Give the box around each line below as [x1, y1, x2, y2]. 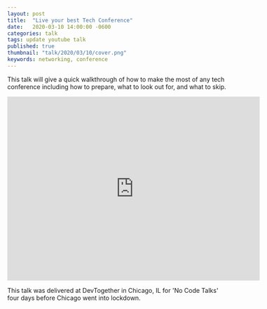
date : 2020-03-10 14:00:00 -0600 [7, 23, 111, 30]
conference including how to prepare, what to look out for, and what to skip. [7, 82, 226, 91]
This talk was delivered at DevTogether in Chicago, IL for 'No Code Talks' [7, 286, 219, 294]
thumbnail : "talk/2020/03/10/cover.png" [7, 50, 128, 57]
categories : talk [7, 29, 58, 37]
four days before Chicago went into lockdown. [7, 294, 142, 302]
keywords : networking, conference [7, 56, 109, 63]
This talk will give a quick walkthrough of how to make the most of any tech [7, 75, 225, 83]
